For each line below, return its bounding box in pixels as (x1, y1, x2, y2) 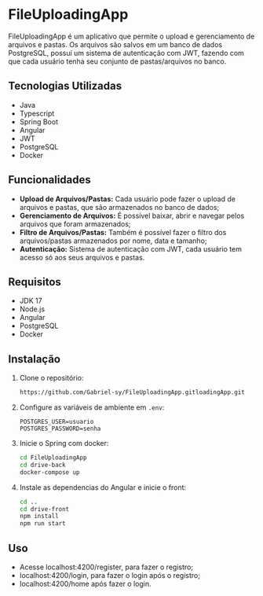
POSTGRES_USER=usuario (19, 418, 94, 426)
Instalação (8, 352, 61, 366)
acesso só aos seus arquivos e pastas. (19, 252, 145, 262)
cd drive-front (19, 505, 70, 513)
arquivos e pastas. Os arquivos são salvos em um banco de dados (8, 39, 222, 49)
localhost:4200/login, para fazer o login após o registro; (19, 571, 200, 579)
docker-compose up (19, 468, 80, 476)
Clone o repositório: (19, 373, 84, 383)
